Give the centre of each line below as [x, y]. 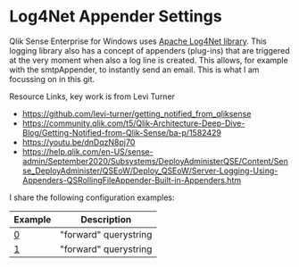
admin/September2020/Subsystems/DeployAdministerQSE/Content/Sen [155, 161]
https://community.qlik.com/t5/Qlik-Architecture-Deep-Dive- [133, 123]
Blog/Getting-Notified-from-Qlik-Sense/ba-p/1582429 [121, 132]
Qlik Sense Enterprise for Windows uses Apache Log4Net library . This [138, 41]
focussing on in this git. [52, 79]
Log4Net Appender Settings [116, 17]
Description [106, 219]
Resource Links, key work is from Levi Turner [92, 96]
